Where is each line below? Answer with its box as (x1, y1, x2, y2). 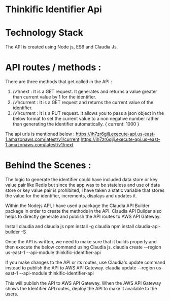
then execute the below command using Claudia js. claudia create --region (5, 244, 161, 250)
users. (5, 291, 19, 297)
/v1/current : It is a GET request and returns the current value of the (12, 99, 154, 106)
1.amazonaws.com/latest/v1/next (5, 142, 74, 148)
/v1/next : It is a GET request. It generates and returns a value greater (12, 88, 157, 95)
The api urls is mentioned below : (5, 131, 75, 137)
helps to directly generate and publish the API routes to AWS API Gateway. (5, 213, 161, 219)
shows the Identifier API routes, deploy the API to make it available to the (5, 286, 157, 291)
